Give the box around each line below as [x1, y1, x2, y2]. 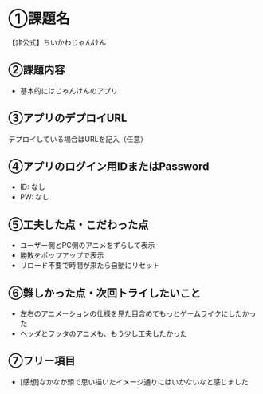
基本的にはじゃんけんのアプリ [19, 85, 118, 95]
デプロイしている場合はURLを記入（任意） [8, 134, 147, 144]
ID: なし [19, 183, 45, 192]
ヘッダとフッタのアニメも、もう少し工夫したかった [19, 329, 187, 338]
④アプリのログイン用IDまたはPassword [8, 160, 210, 173]
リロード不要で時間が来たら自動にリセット [19, 261, 160, 270]
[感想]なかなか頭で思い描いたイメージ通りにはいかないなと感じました [19, 376, 249, 386]
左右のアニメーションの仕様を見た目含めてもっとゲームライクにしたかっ [19, 309, 257, 318]
